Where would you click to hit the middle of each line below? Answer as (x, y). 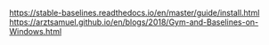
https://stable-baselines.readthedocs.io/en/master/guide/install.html (134, 13)
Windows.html (36, 31)
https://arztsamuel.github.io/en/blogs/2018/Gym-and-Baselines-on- (134, 22)
